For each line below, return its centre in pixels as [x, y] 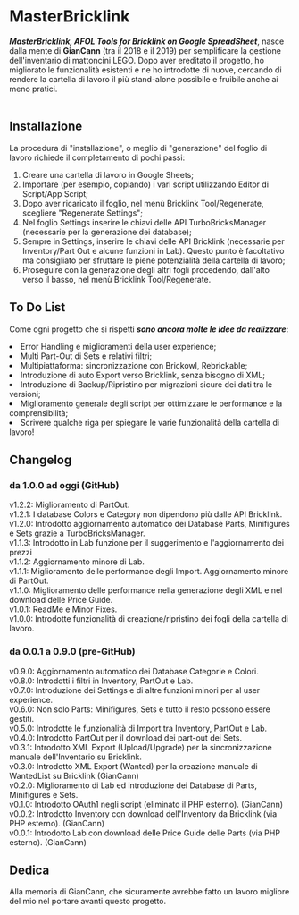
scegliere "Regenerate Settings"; [83, 213]
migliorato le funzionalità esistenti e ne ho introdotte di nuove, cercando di [146, 70]
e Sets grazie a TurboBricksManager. [77, 533]
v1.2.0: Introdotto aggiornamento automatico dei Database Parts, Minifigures [149, 524]
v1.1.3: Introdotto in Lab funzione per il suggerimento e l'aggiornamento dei [146, 543]
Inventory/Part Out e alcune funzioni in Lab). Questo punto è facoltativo [153, 250]
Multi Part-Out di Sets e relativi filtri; [87, 356]
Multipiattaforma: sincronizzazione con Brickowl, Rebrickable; [134, 365]
